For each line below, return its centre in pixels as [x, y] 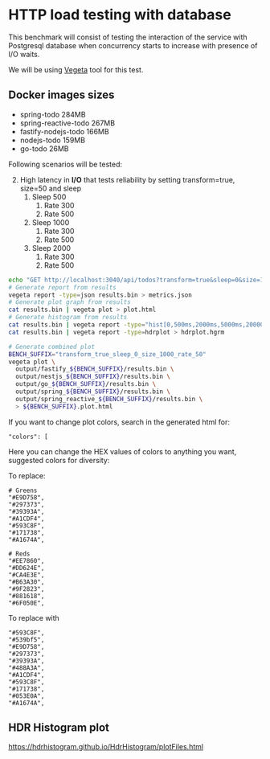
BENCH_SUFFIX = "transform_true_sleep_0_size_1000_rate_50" [107, 354]
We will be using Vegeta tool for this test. [76, 69]
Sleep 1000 [51, 222]
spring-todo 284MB [53, 114]
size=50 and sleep [51, 188]
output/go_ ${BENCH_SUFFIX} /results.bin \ [86, 384]
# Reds [19, 554]
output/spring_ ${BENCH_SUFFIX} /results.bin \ [93, 392]
